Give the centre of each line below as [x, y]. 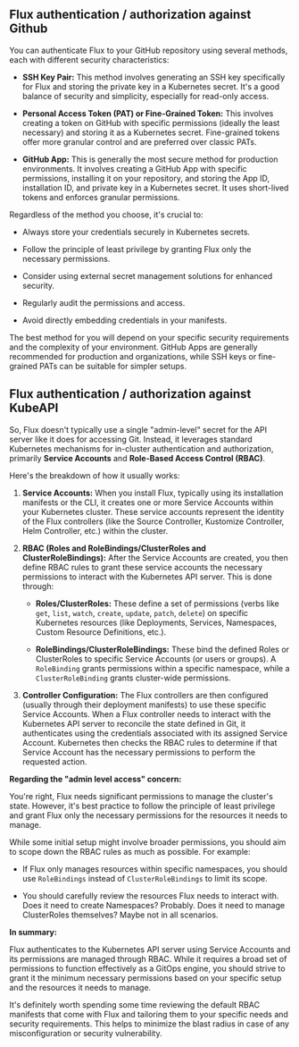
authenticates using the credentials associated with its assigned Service [155, 733]
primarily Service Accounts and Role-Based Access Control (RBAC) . [137, 458]
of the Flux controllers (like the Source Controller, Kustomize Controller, [153, 521]
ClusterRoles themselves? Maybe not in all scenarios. [120, 915]
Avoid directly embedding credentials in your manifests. [125, 320]
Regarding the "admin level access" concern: [96, 779]
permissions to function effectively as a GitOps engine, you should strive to [147, 968]
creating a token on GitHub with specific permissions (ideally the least [151, 122]
